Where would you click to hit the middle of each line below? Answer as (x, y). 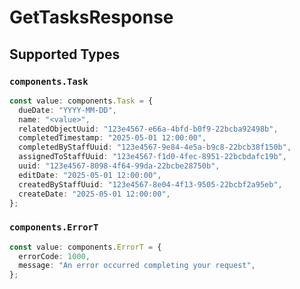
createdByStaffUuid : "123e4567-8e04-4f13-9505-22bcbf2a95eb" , (150, 184)
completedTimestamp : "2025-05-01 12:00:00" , (112, 138)
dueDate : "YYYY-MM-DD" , (67, 110)
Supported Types (65, 54)
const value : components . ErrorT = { (85, 247)
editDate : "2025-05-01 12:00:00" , (90, 175)
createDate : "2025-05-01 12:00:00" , (94, 194)
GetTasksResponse (91, 17)
